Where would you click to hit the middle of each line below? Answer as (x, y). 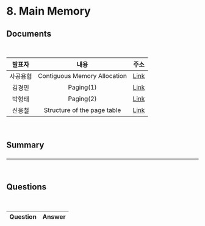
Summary (25, 145)
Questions (27, 187)
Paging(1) (82, 87)
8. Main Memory (49, 11)
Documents (29, 34)
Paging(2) (82, 99)
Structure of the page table (82, 110)
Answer (54, 216)
